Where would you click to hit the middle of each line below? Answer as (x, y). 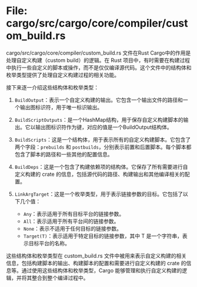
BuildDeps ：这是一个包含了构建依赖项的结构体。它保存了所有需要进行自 (101, 166)
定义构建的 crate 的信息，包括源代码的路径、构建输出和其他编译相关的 (100, 174)
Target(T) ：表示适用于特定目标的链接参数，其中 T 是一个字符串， (103, 236)
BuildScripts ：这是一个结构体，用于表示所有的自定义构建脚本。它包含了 (103, 139)
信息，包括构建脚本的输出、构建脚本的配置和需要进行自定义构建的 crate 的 (96, 263)
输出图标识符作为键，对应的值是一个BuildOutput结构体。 (103, 127)
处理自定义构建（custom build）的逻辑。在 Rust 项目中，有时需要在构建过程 (98, 60)
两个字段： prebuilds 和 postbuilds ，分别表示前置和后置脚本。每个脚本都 (103, 147)
